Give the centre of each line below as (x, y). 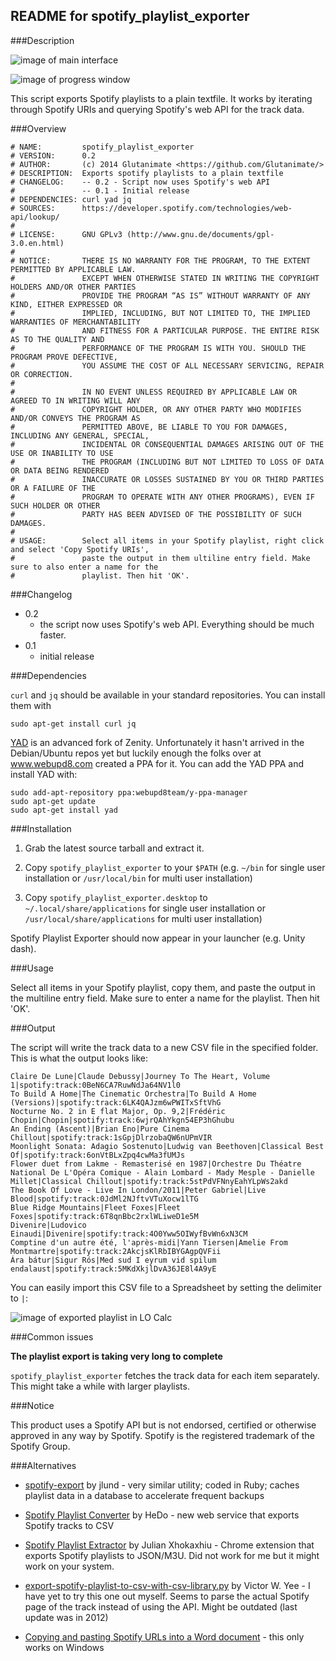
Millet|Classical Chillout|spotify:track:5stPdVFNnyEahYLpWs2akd (149, 1181)
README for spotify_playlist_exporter (130, 16)
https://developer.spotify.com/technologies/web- (187, 208)
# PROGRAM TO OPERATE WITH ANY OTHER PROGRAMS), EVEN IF (162, 497)
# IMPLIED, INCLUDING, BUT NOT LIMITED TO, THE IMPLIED (160, 313)
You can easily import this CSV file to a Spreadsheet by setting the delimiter (166, 1287)
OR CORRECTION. (42, 374)
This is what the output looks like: (79, 1058)
